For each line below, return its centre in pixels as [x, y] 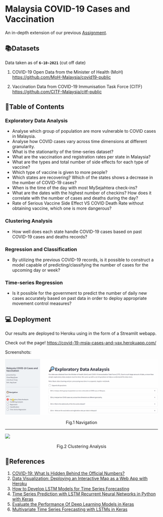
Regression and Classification [41, 249]
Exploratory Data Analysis [36, 121]
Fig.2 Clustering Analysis [81, 446]
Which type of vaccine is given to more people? [60, 172]
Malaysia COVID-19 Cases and [67, 9]
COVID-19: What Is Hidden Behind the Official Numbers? [68, 473]
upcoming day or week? [36, 270]
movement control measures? [42, 303]
